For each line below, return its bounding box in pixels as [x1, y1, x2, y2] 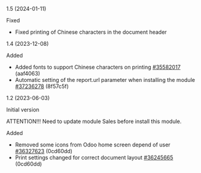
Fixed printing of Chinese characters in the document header [14, 28, 167, 36]
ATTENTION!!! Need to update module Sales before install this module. [6, 118, 182, 125]
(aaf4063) [14, 70, 40, 77]
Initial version [6, 106, 40, 113]
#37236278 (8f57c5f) [14, 83, 69, 90]
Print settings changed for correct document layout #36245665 [14, 154, 174, 161]
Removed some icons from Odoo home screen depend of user [14, 141, 171, 148]
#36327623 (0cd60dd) [14, 148, 72, 154]
